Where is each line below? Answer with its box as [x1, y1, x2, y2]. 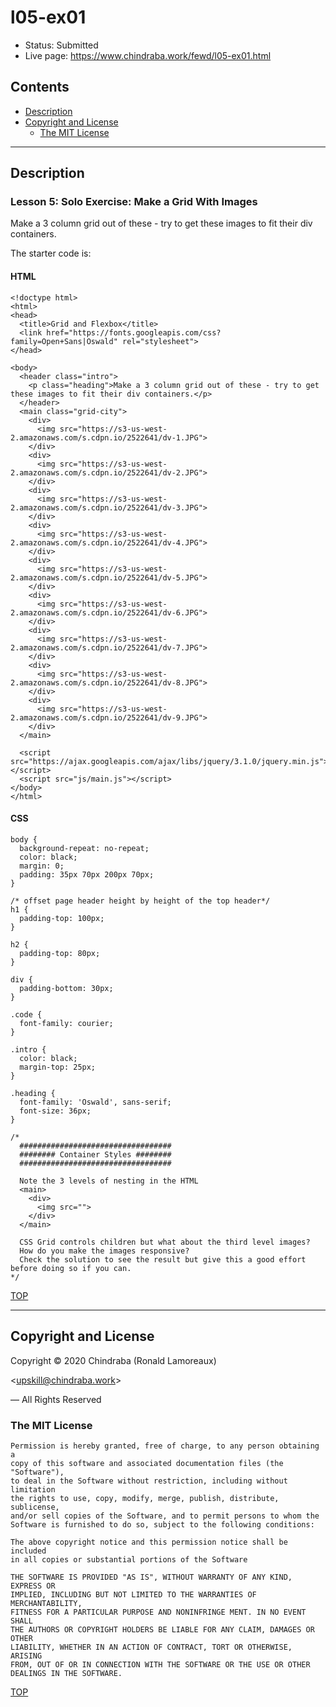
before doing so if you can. [10, 1263, 132, 1273]
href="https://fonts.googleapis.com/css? [46, 327, 222, 338]
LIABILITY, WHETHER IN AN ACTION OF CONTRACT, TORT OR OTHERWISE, [10, 1642, 293, 1652]
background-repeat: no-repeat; [19, 843, 150, 853]
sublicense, [10, 1502, 60, 1512]
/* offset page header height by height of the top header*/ [10, 896, 271, 906]
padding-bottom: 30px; [19, 983, 114, 993]
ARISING [10, 1651, 43, 1661]
